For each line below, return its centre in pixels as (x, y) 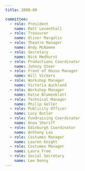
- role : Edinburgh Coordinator (43, 127)
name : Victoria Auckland (40, 85)
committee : (17, 19)
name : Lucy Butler (34, 114)
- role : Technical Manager (38, 99)
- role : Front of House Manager (44, 71)
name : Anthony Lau (34, 132)
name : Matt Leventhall (38, 28)
